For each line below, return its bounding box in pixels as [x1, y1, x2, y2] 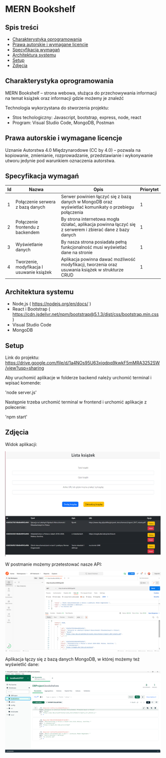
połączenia [61, 209, 83, 216]
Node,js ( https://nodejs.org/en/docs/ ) [12, 301, 91, 307]
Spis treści [5, 23, 39, 32]
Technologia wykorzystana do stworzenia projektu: [5, 105, 109, 111]
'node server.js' [5, 390, 37, 396]
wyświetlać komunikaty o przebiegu [61, 204, 134, 210]
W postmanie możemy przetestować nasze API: [5, 561, 102, 567]
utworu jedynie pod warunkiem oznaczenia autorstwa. [5, 157, 116, 164]
